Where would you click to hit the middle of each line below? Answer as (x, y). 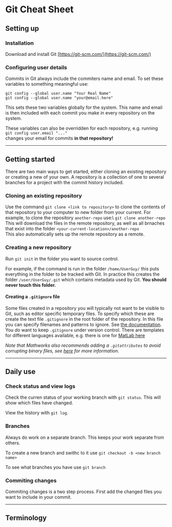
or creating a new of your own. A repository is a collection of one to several (85, 177)
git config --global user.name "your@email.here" (59, 98)
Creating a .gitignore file (33, 297)
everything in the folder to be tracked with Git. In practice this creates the (83, 274)
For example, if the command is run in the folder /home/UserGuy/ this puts (82, 268)
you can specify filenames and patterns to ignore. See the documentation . (84, 324)
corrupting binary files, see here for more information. (62, 350)
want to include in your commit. (38, 497)
